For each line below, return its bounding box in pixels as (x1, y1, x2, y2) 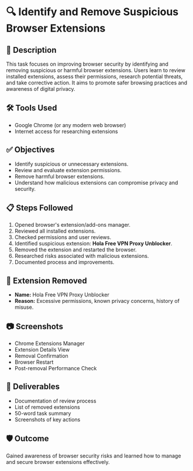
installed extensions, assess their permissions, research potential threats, (6, 73, 183, 80)
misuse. (14, 303, 34, 311)
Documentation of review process (14, 397, 96, 404)
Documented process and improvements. (14, 259, 115, 266)
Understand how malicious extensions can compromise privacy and (14, 179, 178, 186)
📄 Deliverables (6, 382, 60, 392)
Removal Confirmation (14, 353, 68, 360)
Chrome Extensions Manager (14, 340, 85, 347)
